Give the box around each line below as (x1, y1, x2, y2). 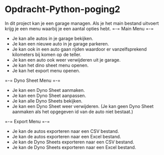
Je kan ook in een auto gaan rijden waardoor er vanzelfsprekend (12, 46, 147, 52)
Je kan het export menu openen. (12, 67, 80, 74)
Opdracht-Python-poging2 (5, 4, 120, 15)
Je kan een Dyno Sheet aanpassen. (12, 92, 87, 98)
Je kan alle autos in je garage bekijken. (12, 35, 94, 41)
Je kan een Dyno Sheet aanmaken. (12, 87, 85, 93)
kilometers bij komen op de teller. (12, 51, 81, 58)
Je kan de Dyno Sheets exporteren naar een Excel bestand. (12, 144, 136, 150)
